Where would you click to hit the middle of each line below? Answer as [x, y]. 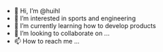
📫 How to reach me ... [47, 41]
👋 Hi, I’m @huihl [37, 11]
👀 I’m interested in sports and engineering [75, 18]
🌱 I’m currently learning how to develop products [85, 26]
